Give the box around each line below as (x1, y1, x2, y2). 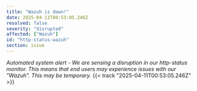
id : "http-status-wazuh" (6, 37, 69, 43)
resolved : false (6, 20, 47, 26)
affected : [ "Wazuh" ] (6, 31, 59, 37)
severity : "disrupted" (6, 25, 64, 32)
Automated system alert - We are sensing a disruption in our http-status (6, 58, 187, 66)
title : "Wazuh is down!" (6, 8, 69, 15)
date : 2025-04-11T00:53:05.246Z (6, 14, 88, 20)
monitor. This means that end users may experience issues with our (6, 65, 176, 72)
